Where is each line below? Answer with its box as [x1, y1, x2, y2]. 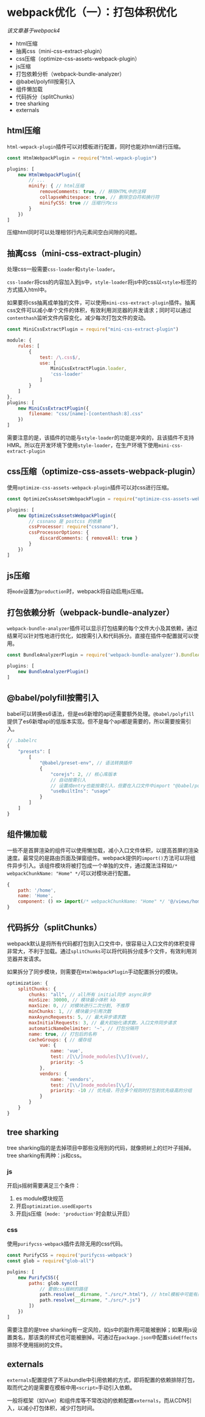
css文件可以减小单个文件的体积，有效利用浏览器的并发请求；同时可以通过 [7, 307, 192, 314]
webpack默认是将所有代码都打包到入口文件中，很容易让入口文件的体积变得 [7, 940, 195, 947]
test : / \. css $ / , [39, 354, 81, 360]
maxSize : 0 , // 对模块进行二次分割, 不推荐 [29, 1002, 130, 1009]
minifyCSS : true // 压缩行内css [39, 200, 118, 206]
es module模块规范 [15, 1194, 64, 1202]
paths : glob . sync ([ [29, 1280, 78, 1286]
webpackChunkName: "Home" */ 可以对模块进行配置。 [7, 869, 134, 876]
